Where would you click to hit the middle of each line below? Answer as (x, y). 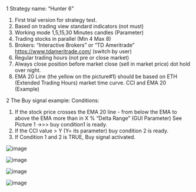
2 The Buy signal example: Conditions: (53, 100)
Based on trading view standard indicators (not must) (79, 26)
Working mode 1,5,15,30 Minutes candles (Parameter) (79, 32)
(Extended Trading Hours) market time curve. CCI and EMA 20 (90, 83)
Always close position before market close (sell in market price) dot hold (102, 64)
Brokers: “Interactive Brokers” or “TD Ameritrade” (75, 45)
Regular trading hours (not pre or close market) (72, 58)
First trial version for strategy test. (56, 20)
